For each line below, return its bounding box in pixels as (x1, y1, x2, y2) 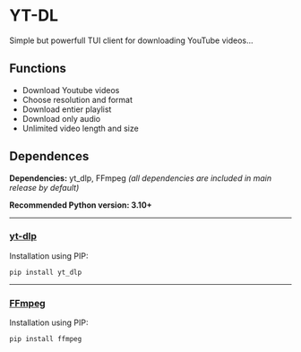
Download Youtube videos (21, 84, 120, 95)
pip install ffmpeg (9, 335, 82, 344)
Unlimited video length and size (21, 123, 139, 133)
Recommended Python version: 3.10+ (9, 199, 152, 210)
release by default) (9, 182, 80, 193)
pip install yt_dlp (9, 268, 82, 277)
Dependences (9, 149, 90, 164)
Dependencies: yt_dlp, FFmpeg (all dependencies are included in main (9, 172, 272, 184)
